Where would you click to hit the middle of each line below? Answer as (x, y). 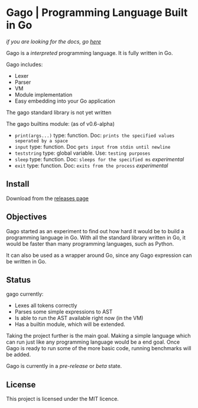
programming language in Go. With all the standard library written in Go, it (96, 237)
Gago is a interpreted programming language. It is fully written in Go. (90, 53)
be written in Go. (26, 261)
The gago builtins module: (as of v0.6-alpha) (61, 123)
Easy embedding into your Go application (65, 101)
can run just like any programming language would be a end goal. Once (93, 342)
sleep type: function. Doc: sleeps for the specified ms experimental (99, 159)
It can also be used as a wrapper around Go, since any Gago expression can (99, 255)
